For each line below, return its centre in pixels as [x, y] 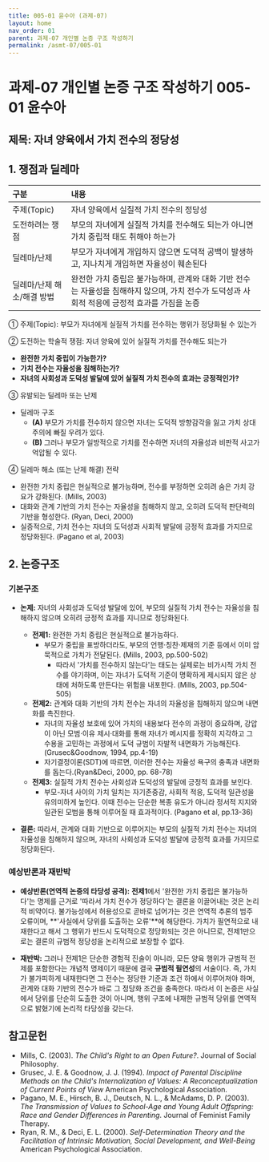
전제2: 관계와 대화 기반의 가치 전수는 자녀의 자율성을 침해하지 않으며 [138, 704]
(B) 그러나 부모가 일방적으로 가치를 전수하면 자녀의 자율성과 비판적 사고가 [146, 442]
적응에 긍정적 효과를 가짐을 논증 [144, 303]
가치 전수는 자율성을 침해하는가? [70, 368]
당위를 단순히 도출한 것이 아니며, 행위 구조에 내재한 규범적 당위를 [135, 998]
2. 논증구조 [34, 564]
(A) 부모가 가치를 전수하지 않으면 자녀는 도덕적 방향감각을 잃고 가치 [137, 422]
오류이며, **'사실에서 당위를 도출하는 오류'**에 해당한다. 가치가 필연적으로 [135, 921]
